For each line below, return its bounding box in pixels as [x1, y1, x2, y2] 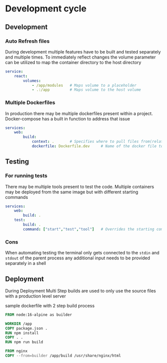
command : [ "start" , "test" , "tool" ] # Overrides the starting [23, 227, 155, 232]
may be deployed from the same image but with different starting [5, 189, 138, 195]
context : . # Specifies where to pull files [31, 139, 139, 144]
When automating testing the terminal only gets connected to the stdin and [5, 250, 160, 256]
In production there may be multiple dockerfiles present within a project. [5, 110, 153, 117]
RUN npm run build [5, 340, 43, 345]
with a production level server [5, 293, 66, 299]
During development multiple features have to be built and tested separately [5, 49, 161, 55]
